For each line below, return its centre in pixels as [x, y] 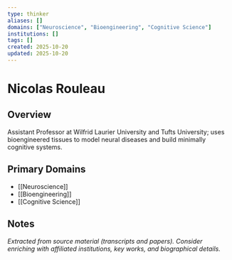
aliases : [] [25, 21]
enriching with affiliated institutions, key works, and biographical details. [114, 249]
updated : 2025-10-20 [38, 54]
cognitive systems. [35, 147]
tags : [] [20, 40]
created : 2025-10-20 [38, 47]
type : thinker [28, 14]
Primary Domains [47, 169]
